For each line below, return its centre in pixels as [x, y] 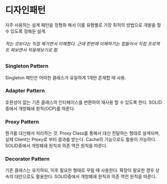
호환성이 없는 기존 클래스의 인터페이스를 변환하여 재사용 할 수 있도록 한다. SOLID [83, 102]
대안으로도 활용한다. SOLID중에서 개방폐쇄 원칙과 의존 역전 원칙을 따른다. [85, 177]
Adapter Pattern [25, 91]
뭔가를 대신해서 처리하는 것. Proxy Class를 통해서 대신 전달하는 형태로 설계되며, [82, 133]
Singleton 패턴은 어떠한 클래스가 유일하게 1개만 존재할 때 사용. [66, 77]
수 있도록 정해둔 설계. [26, 31]
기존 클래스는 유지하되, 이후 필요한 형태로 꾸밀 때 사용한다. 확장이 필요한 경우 [80, 171]
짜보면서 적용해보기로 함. [34, 50]
